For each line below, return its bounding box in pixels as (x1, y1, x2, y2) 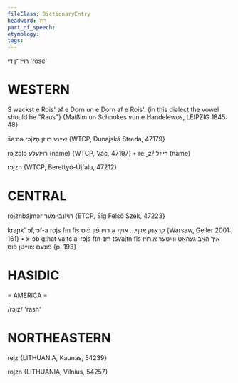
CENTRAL (7, 188, 67, 204)
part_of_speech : (7, 24, 56, 31)
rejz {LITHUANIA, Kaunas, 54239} (7, 353, 108, 362)
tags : (7, 37, 24, 44)
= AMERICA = (7, 291, 48, 299)
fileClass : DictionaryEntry (7, 10, 91, 18)
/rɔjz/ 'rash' (7, 304, 41, 313)
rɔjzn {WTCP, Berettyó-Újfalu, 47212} (7, 163, 118, 171)
